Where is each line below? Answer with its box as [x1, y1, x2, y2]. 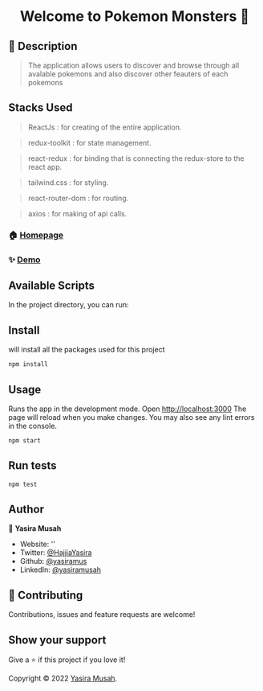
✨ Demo [8, 253, 41, 265]
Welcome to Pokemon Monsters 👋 [19, 7, 250, 26]
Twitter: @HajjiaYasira [19, 548, 92, 557]
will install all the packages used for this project [8, 345, 165, 355]
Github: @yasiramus [19, 557, 87, 566]
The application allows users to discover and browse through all [27, 60, 240, 70]
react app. [27, 162, 63, 171]
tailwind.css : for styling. [27, 177, 109, 187]
